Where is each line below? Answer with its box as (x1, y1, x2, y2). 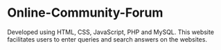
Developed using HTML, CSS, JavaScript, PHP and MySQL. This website (7, 28, 215, 36)
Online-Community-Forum (7, 5, 163, 21)
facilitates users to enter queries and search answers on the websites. (7, 35, 208, 43)
